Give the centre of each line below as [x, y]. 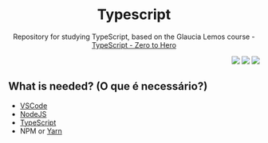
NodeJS [33, 114]
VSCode [33, 106]
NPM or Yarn [41, 131]
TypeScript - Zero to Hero [134, 44]
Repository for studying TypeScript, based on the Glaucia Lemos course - [134, 37]
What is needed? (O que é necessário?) [108, 86]
